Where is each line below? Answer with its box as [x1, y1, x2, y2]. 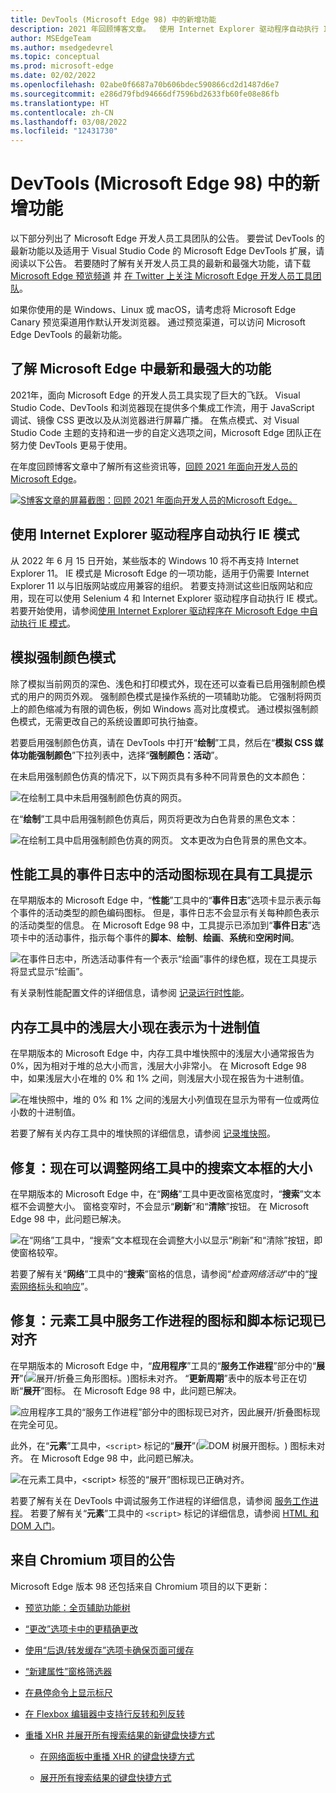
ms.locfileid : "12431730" [10, 126, 118, 136]
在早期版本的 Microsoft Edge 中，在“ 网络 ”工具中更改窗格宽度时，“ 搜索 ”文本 [10, 1187, 322, 1200]
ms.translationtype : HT [10, 98, 110, 108]
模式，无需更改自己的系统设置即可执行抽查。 [18, 715, 203, 727]
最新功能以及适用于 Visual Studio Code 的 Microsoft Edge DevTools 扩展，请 [10, 245, 325, 257]
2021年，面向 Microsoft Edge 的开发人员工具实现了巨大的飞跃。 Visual [10, 389, 301, 401]
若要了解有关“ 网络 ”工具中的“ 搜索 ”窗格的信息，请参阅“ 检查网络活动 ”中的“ [10, 1267, 310, 1280]
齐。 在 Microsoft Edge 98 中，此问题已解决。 [10, 1452, 200, 1464]
